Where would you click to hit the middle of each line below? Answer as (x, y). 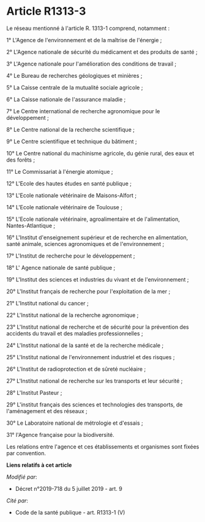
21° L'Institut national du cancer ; (47, 303)
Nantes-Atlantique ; (31, 225)
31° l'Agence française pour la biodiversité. (60, 434)
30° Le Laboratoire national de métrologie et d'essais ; (75, 423)
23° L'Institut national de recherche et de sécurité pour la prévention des (98, 327)
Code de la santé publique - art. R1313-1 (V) (70, 512)
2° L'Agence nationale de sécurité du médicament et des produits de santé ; (102, 52)
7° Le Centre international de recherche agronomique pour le (83, 111)
